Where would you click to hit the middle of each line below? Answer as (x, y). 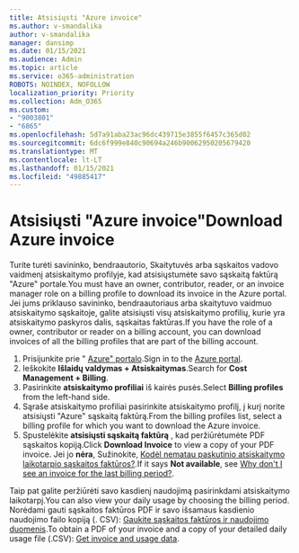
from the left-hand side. (66, 397)
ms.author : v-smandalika (56, 26)
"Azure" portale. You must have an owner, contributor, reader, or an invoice (147, 284)
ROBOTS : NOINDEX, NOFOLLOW (60, 85)
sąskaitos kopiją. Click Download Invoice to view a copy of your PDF (148, 445)
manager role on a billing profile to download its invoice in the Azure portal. (148, 294)
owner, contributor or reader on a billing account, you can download (135, 332)
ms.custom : (30, 110)
